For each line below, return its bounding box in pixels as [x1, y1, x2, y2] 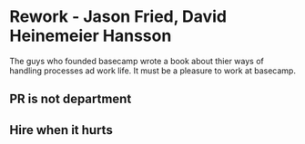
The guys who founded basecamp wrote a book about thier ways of [9, 55, 264, 66]
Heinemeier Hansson [9, 25, 172, 46]
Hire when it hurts [9, 122, 114, 138]
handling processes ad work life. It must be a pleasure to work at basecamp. [9, 65, 296, 76]
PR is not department [9, 91, 132, 107]
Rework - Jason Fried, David [9, 6, 228, 27]
